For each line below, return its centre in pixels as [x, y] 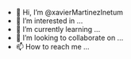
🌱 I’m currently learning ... [58, 29]
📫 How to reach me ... [52, 47]
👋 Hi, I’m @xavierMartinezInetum [69, 12]
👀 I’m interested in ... [49, 21]
